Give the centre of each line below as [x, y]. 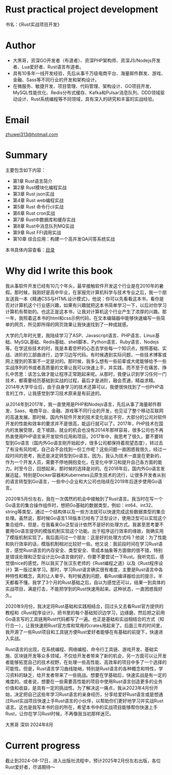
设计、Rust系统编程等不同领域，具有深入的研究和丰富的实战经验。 [87, 99]
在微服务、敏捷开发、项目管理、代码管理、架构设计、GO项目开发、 [83, 86]
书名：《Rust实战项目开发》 [34, 24]
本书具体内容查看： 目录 [30, 250]
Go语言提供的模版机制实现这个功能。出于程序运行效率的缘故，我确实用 [89, 531]
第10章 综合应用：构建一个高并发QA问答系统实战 [64, 239]
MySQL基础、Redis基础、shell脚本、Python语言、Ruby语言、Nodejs [87, 342]
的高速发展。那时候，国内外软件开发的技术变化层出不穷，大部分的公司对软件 [86, 417]
